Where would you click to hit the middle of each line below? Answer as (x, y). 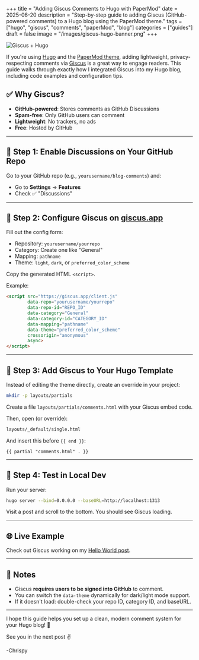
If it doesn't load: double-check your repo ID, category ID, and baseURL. (103, 602)
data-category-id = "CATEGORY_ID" (68, 318)
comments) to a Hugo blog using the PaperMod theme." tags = (105, 21)
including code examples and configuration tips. (65, 76)
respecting (19, 63)
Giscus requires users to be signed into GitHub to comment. (89, 589)
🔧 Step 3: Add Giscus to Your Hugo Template (90, 370)
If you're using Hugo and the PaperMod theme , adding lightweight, (88, 57)
